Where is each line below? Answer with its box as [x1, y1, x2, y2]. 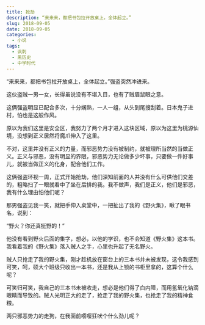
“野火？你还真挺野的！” [6, 222, 65, 229]
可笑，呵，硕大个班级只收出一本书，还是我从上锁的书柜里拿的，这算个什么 [6, 263, 193, 271]
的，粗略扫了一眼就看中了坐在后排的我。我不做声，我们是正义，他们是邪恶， [6, 181, 199, 188]
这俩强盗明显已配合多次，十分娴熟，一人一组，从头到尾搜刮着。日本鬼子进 [6, 103, 193, 111]
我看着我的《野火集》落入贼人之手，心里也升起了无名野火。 [6, 243, 156, 250]
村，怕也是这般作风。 [6, 111, 60, 119]
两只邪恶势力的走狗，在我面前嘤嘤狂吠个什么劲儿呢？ [6, 312, 140, 320]
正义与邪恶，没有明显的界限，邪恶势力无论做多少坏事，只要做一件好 [16, 152, 188, 159]
